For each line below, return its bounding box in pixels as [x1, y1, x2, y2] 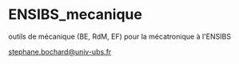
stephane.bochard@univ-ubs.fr [8, 47, 112, 56]
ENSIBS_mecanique [8, 6, 142, 24]
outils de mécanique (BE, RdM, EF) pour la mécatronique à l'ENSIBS [8, 32, 232, 41]
